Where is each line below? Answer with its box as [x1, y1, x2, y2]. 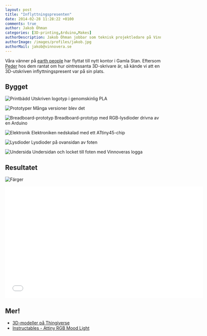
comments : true [5, 21, 37, 26]
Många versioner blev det [33, 105, 85, 112]
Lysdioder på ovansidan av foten [31, 139, 98, 145]
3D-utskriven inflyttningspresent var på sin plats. [5, 68, 105, 74]
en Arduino [5, 120, 28, 126]
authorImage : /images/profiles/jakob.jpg [5, 40, 92, 45]
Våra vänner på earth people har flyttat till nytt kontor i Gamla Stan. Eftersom [5, 57, 161, 63]
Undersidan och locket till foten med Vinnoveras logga [32, 149, 143, 155]
